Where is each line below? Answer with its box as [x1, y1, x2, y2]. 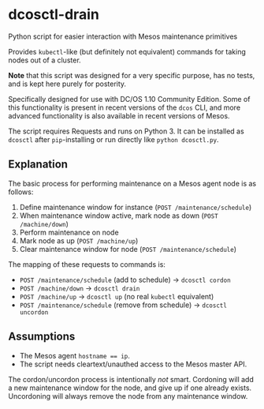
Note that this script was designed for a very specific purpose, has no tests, [8, 70, 255, 80]
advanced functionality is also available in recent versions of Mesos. [8, 111, 230, 120]
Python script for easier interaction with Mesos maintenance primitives [8, 32, 238, 41]
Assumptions [8, 330, 76, 343]
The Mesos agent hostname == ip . [19, 351, 130, 360]
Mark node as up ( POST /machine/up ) [19, 235, 139, 246]
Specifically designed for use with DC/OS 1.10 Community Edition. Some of [8, 94, 251, 103]
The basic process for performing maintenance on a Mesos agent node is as [8, 178, 257, 188]
